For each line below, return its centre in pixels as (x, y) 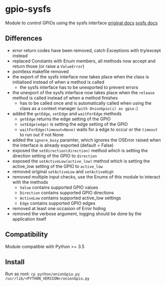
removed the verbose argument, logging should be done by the (77, 214)
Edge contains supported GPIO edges (57, 203)
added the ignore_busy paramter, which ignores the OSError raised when (86, 140)
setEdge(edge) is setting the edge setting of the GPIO (74, 124)
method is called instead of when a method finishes (65, 98)
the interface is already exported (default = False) (63, 145)
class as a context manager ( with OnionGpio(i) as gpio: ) (79, 108)
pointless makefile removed (40, 71)
